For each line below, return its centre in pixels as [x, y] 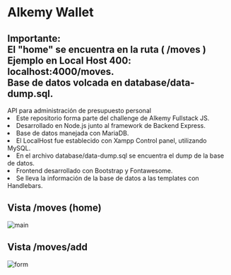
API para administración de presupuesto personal [79, 111]
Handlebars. [25, 186]
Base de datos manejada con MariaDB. [73, 133]
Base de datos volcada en [65, 82]
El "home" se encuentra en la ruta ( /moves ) [107, 49]
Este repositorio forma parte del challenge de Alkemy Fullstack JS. [113, 118]
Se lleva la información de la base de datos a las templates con [108, 178]
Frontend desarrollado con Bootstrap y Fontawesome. [95, 171]
